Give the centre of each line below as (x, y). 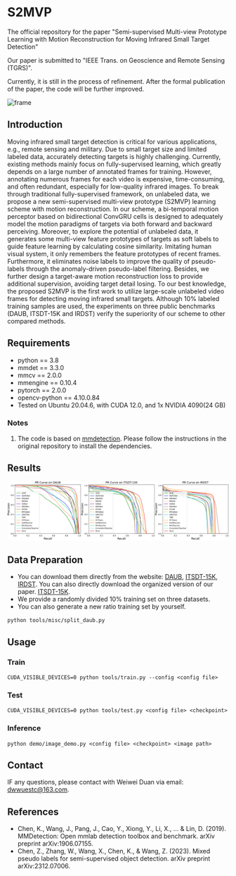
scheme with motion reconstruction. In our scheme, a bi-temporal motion (113, 209)
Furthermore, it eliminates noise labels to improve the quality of (99, 261)
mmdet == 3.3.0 (41, 367)
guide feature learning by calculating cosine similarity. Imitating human (110, 246)
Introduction (35, 125)
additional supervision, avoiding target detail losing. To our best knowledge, (117, 284)
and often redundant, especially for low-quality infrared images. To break (113, 186)
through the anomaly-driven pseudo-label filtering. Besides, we (117, 269)
